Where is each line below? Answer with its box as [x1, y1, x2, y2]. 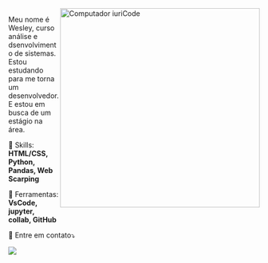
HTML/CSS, [8, 149, 49, 158]
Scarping [8, 175, 40, 183]
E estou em [8, 100, 45, 108]
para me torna [8, 74, 55, 83]
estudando [8, 65, 44, 75]
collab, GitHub [8, 215, 57, 224]
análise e [8, 32, 38, 41]
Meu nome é [8, 15, 50, 24]
